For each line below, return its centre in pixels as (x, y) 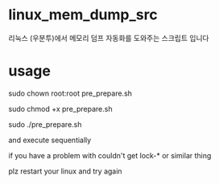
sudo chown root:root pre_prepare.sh (70, 93)
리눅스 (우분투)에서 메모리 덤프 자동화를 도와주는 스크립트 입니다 (109, 38)
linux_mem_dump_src (83, 15)
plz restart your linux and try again (65, 171)
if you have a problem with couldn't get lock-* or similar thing (110, 155)
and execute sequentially (50, 140)
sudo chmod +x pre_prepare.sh (60, 108)
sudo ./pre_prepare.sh (45, 124)
